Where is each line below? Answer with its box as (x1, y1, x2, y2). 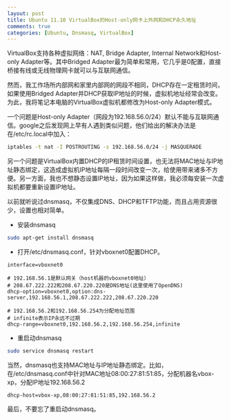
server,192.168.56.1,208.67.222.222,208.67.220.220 (7, 294, 159, 301)
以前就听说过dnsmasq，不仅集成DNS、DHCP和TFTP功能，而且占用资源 (7, 198, 212, 206)
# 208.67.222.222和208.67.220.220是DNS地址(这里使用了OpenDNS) (7, 282, 183, 289)
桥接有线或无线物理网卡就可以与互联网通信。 (7, 66, 134, 74)
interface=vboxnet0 (7, 262, 63, 269)
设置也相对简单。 (19, 206, 68, 214)
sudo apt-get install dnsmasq (7, 235, 94, 242)
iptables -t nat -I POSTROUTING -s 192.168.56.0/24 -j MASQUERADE (7, 144, 202, 151)
